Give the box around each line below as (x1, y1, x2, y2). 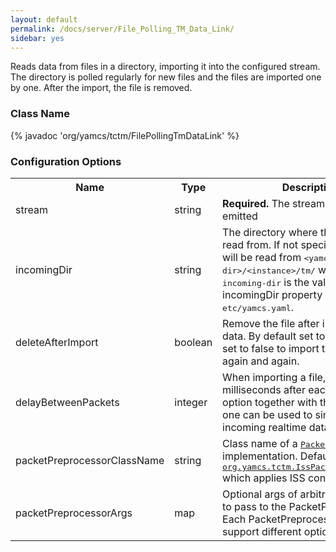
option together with (222, 395, 318, 409)
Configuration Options (10, 154, 122, 168)
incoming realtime (222, 420, 307, 434)
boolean (174, 335, 213, 349)
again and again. (222, 354, 300, 368)
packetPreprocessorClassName (15, 454, 165, 468)
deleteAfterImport (15, 335, 99, 349)
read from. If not (222, 237, 299, 251)
